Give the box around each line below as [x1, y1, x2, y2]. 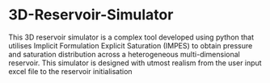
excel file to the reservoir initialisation [8, 66, 133, 76]
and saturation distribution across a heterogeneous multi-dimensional [8, 49, 240, 59]
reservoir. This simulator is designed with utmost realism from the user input [8, 58, 262, 68]
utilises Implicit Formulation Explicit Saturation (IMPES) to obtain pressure [8, 40, 253, 50]
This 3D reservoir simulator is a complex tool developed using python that [8, 32, 255, 42]
